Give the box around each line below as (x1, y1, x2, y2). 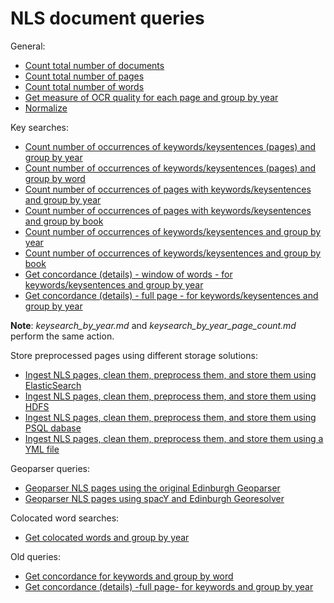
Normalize (24, 102, 68, 114)
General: (10, 40, 46, 52)
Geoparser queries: (10, 462, 90, 474)
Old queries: (10, 550, 62, 562)
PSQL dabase (24, 422, 82, 434)
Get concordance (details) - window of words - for (24, 268, 233, 280)
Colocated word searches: (10, 512, 120, 524)
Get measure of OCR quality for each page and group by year (24, 91, 279, 103)
